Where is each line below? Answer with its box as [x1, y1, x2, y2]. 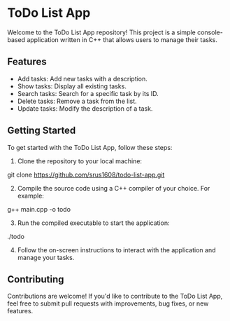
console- [196, 28, 224, 36]
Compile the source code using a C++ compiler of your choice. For [17, 184, 210, 192]
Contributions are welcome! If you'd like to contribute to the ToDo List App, [7, 292, 223, 301]
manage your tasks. [17, 253, 75, 261]
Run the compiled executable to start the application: [17, 219, 170, 227]
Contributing [7, 273, 64, 285]
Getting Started [7, 125, 76, 137]
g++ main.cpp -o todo [7, 205, 71, 213]
